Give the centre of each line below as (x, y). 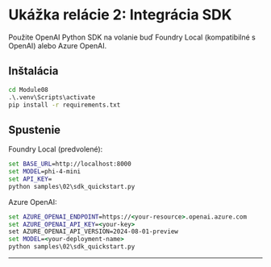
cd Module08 (28, 90)
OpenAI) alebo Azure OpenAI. (58, 45)
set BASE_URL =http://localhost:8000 (70, 164)
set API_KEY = (30, 179)
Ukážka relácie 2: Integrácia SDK (120, 15)
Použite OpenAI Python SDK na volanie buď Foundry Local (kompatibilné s (132, 37)
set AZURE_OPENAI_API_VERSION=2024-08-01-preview (94, 232)
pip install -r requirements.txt (65, 105)
